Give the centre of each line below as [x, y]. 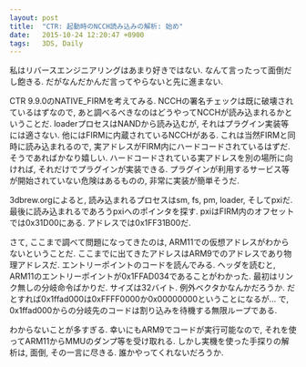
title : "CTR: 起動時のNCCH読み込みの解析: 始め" [97, 26]
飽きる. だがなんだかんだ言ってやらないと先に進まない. [120, 82]
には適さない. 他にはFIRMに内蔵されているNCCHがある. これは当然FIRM [145, 135]
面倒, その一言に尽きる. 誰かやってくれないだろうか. [127, 352]
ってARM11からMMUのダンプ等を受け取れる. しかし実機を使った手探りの [146, 342]
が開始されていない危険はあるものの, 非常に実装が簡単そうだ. [124, 181]
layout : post [34, 18]
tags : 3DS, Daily [46, 43]
